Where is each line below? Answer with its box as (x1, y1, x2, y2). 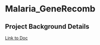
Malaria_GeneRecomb (5, 3, 96, 14)
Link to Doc (5, 35, 28, 41)
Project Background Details (5, 22, 90, 31)
